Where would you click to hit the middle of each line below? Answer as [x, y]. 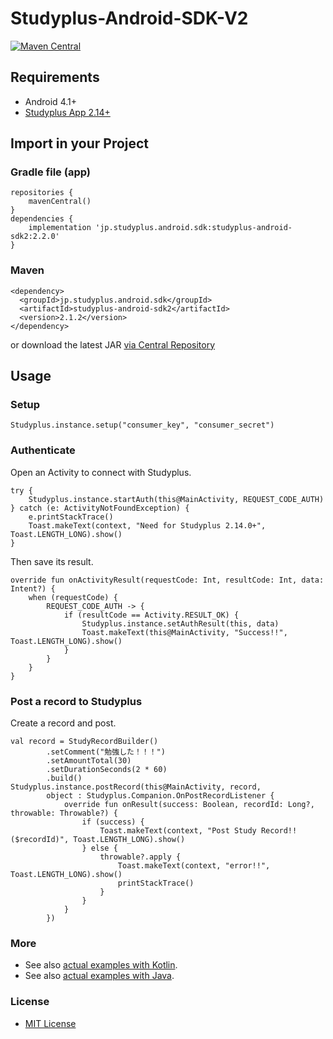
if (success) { [113, 822]
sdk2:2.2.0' [35, 237]
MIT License [50, 1023]
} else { [99, 848]
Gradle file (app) [50, 172]
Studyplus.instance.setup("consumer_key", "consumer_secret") [142, 425]
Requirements [55, 77]
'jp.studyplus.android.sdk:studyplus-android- [194, 228]
